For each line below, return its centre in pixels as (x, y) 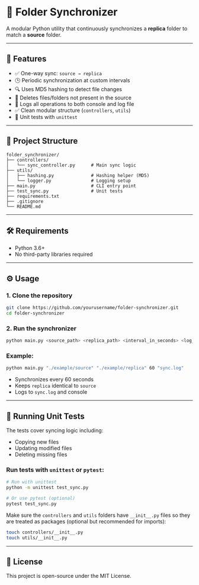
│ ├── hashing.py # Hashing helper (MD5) (78, 175)
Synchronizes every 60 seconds (54, 380)
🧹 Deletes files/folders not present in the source (73, 98)
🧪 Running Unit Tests (45, 416)
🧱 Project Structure (42, 141)
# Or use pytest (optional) (41, 499)
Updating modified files (43, 448)
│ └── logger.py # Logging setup (69, 181)
